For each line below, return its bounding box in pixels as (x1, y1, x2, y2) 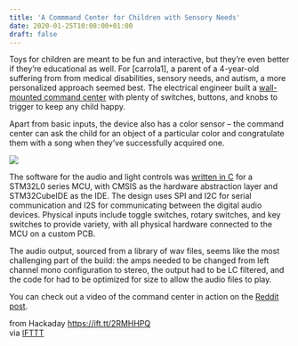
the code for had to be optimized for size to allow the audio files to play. (9, 274, 272, 285)
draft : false (9, 29, 58, 38)
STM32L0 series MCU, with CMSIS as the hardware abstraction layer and (9, 181, 278, 192)
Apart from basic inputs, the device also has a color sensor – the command (9, 119, 285, 129)
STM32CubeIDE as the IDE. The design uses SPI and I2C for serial (9, 191, 252, 202)
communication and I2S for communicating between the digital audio (9, 200, 262, 210)
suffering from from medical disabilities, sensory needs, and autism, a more (9, 73, 286, 84)
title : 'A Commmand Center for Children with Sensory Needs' (9, 12, 241, 22)
